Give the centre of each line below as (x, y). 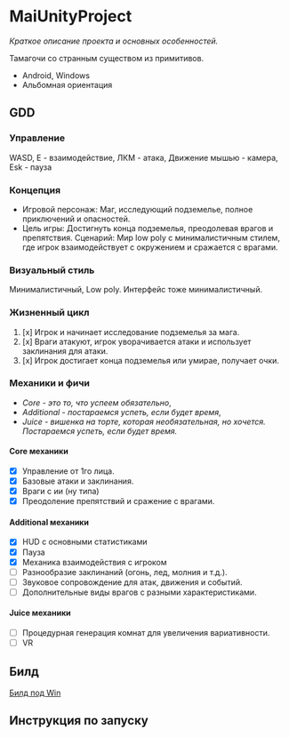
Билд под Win (35, 693)
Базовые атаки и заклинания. (78, 481)
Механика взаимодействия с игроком (94, 562)
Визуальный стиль (52, 270)
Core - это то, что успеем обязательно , (96, 403)
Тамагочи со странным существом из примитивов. (107, 58)
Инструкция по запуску (79, 721)
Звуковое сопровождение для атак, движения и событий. (132, 582)
